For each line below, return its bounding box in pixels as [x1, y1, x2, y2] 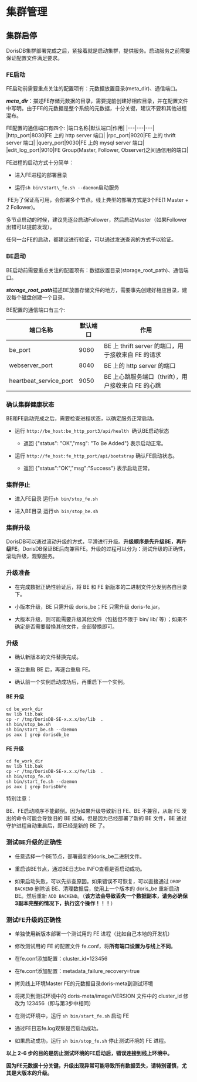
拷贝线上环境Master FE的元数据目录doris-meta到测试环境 [14, 980, 154, 987]
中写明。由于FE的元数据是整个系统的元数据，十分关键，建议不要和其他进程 [6, 105, 187, 112]
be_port [9, 345, 30, 354]
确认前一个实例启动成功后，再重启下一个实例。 [14, 679, 128, 686]
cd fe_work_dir [6, 758, 43, 764]
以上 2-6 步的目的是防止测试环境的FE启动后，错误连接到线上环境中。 [6, 1050, 173, 1057]
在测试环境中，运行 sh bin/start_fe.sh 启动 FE [14, 1012, 130, 1019]
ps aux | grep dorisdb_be [6, 732, 69, 738]
